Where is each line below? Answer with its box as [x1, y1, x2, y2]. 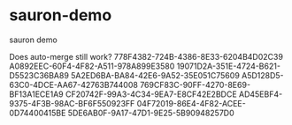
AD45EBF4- [238, 89, 283, 99]
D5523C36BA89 [9, 70, 69, 80]
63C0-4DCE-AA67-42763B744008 [9, 79, 139, 90]
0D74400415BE [9, 107, 66, 118]
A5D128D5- [242, 70, 285, 80]
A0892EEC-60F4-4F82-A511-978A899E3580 [9, 61, 175, 71]
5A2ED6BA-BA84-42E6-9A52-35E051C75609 [70, 70, 241, 80]
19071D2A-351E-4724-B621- [176, 61, 281, 71]
